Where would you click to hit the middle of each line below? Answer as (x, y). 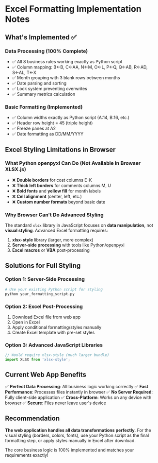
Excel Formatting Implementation (73, 9)
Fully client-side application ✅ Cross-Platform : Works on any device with (78, 397)
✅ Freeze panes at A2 (34, 129)
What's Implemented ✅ (41, 37)
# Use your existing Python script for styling (54, 289)
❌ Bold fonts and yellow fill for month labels (56, 191)
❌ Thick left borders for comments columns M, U (62, 185)
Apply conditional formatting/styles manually (57, 327)
